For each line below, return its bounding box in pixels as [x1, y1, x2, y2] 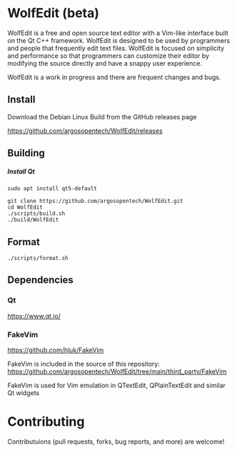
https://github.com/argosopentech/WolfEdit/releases [7, 126, 163, 135]
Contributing [7, 414, 85, 430]
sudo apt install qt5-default [7, 185, 98, 192]
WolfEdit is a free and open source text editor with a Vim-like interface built [7, 29, 228, 37]
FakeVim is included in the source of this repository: [7, 359, 161, 368]
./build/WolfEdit [7, 216, 59, 224]
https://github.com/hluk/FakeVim [7, 345, 104, 354]
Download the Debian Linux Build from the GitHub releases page [7, 112, 198, 121]
